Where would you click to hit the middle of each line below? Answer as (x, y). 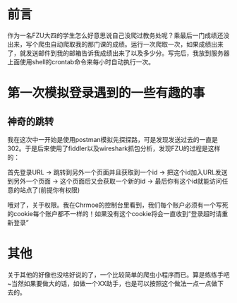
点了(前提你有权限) (53, 190)
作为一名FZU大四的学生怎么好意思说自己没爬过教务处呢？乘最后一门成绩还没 (119, 35)
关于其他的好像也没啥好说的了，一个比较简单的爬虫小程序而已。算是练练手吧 (119, 274)
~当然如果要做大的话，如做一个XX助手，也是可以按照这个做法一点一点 (109, 283)
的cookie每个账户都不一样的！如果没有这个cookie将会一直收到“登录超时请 (115, 213)
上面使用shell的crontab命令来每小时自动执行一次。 (81, 61)
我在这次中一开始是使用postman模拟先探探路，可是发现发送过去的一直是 (113, 139)
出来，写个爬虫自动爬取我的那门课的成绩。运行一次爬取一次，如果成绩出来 (115, 44)
